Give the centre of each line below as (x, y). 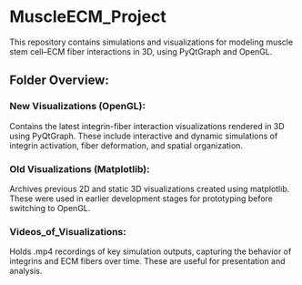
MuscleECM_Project (88, 17)
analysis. (26, 271)
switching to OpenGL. (50, 208)
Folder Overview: (59, 81)
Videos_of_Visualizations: (68, 231)
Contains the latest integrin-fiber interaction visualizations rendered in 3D (147, 126)
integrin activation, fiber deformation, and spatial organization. (126, 145)
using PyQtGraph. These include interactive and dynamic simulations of (144, 136)
